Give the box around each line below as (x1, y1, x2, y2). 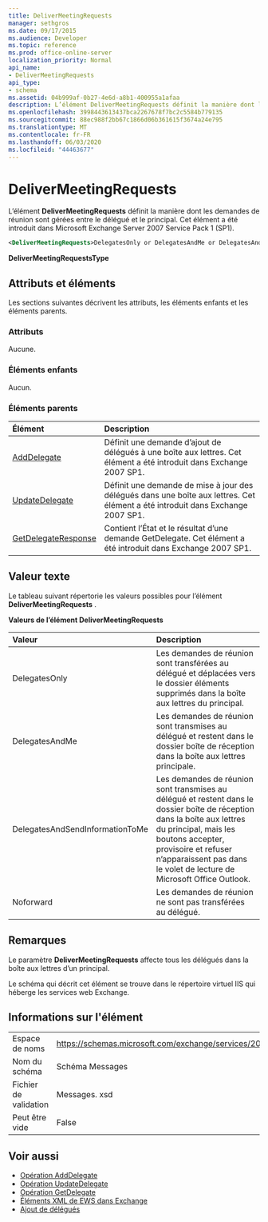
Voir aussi (8, 1149, 59, 1163)
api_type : (8, 78, 41, 86)
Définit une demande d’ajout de (104, 437, 222, 448)
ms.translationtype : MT (8, 123, 88, 131)
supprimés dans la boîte (156, 687, 246, 698)
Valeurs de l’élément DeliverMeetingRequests (8, 615, 164, 625)
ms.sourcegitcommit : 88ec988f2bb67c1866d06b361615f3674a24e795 (8, 116, 223, 124)
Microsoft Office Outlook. (156, 873, 251, 885)
